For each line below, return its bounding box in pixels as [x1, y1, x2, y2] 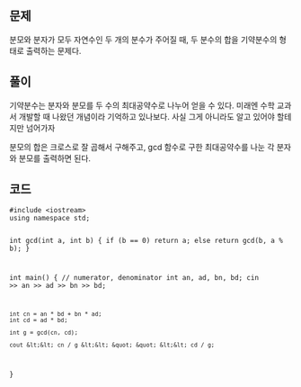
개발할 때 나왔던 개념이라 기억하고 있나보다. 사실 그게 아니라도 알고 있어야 [18, 111, 276, 121]
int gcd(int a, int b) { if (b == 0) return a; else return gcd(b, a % [9, 237, 283, 246]
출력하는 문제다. [25, 45, 82, 56]
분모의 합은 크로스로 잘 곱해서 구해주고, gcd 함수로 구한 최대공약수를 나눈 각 [9, 141, 275, 152]
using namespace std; [9, 214, 91, 223]
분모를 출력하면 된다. [18, 152, 92, 164]
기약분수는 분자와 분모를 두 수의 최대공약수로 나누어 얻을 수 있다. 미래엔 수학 [9, 100, 276, 111]
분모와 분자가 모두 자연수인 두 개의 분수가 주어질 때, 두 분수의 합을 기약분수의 [9, 34, 278, 45]
